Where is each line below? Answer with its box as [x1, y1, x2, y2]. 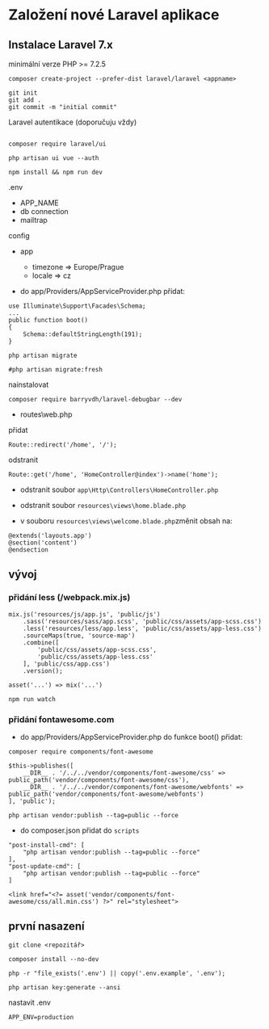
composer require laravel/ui [8, 140, 107, 148]
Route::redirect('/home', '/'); [8, 441, 117, 449]
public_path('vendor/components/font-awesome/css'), [8, 775, 190, 784]
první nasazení [8, 919, 85, 934]
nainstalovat [8, 380, 49, 389]
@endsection [8, 546, 48, 554]
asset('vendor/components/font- [65, 890, 175, 898]
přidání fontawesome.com [8, 713, 115, 724]
